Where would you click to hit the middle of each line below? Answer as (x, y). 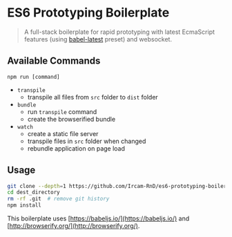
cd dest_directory (33, 192)
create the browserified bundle (71, 119)
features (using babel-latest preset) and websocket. (98, 39)
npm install (24, 205)
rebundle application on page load (76, 148)
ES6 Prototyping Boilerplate (88, 13)
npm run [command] (33, 77)
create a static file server (63, 133)
